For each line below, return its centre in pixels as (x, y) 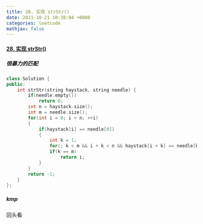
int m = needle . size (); (58, 112)
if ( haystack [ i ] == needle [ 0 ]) (76, 129)
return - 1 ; (42, 174)
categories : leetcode (34, 23)
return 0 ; (51, 101)
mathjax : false (25, 29)
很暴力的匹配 (22, 63)
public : (16, 84)
